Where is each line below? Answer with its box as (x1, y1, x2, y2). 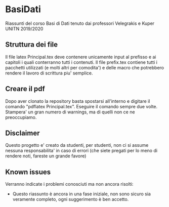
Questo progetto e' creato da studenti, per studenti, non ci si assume (5, 142, 149, 148)
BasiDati (5, 4, 41, 15)
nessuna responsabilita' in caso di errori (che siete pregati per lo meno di (5, 148, 158, 154)
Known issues (5, 168, 51, 176)
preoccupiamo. (5, 114, 37, 120)
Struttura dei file (5, 40, 58, 49)
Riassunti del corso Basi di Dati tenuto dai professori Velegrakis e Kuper (5, 20, 155, 26)
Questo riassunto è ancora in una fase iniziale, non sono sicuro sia (12, 191, 151, 197)
